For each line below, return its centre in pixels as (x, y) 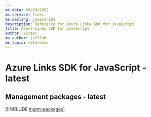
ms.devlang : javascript (30, 19)
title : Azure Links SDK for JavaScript (47, 29)
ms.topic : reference (27, 43)
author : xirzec (21, 33)
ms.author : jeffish (26, 38)
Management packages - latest (56, 97)
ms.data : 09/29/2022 (27, 10)
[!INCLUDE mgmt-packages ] (35, 109)
